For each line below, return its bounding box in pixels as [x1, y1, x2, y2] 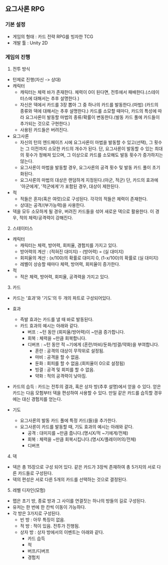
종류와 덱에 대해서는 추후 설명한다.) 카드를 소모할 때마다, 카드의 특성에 [20, 107, 157, 114]
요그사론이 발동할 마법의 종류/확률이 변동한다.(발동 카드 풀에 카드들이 [25, 114, 160, 120]
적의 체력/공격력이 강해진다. [19, 214, 74, 220]
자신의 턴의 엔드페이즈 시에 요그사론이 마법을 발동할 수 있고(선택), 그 [20, 139, 153, 145]
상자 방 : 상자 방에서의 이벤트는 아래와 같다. [20, 529, 104, 535]
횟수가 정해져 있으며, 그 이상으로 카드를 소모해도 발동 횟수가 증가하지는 [25, 152, 163, 158]
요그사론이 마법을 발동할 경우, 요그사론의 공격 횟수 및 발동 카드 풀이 [20, 164, 151, 170]
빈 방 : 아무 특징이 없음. [20, 516, 66, 522]
